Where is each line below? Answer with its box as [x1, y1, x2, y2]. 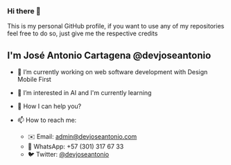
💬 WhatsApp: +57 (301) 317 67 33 [27, 142, 124, 151]
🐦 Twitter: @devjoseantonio [27, 150, 110, 159]
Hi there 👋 [7, 6, 42, 16]
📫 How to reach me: [17, 116, 77, 124]
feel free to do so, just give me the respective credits [7, 29, 158, 37]
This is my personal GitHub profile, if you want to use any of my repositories [7, 22, 225, 31]
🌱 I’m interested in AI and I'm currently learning [17, 89, 152, 97]
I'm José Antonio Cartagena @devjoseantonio [7, 49, 212, 61]
